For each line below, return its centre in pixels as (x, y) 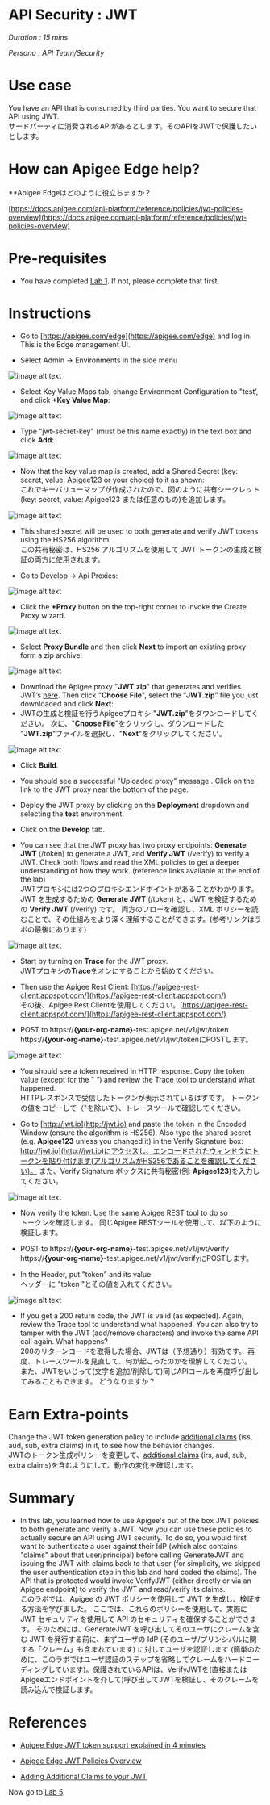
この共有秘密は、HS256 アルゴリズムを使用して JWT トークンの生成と (137, 549)
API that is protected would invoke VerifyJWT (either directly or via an (135, 1581)
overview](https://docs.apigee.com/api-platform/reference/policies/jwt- (128, 217)
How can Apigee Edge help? (104, 169)
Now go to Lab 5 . (37, 1792)
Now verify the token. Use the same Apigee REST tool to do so (124, 1212)
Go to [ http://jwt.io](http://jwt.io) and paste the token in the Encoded (133, 1124)
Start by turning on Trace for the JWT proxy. (94, 961)
